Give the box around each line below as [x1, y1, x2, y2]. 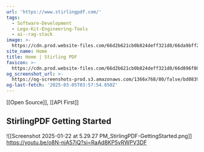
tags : [6, 15, 20, 21]
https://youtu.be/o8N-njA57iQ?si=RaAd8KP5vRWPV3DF [6, 139, 148, 146]
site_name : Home [6, 48, 47, 55]
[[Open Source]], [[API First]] [6, 99, 79, 106]
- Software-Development [12, 20, 72, 26]
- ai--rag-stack [12, 31, 53, 38]
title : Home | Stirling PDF [6, 54, 78, 60]
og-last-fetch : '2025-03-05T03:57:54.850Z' [6, 82, 118, 88]
